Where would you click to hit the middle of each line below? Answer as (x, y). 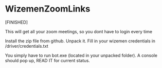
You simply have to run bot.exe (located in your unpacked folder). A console (81, 55)
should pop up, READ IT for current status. (47, 60)
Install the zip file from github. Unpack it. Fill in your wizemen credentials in (80, 41)
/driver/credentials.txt (27, 46)
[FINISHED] (17, 22)
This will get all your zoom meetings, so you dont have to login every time (79, 31)
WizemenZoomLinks (48, 9)
